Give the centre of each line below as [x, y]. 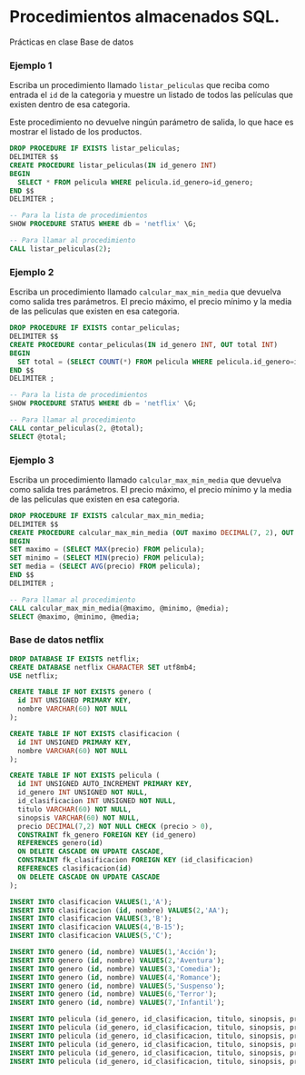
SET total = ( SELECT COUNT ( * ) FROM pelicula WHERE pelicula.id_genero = [156, 362]
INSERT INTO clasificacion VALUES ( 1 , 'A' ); [91, 901]
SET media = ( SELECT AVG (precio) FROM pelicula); [105, 567]
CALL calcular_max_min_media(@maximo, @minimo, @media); [119, 608]
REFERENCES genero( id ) [60, 843]
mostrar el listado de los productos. [76, 132]
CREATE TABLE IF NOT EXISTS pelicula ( [85, 776]
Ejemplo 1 [31, 65]
